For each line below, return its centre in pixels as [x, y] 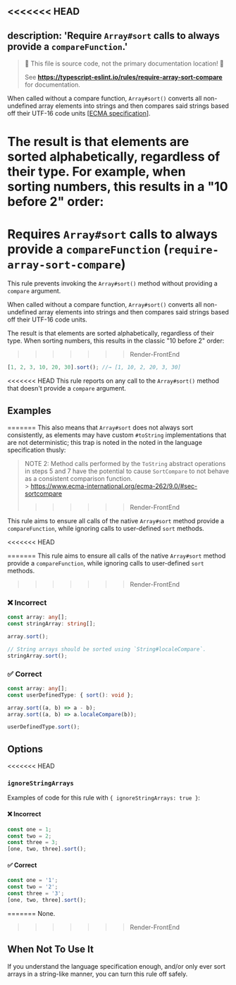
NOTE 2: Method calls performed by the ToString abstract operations [125, 464]
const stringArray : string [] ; [52, 624]
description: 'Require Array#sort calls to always [113, 36]
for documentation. [52, 85]
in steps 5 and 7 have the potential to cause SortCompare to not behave [127, 471]
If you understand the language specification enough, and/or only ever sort [116, 966]
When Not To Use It [50, 949]
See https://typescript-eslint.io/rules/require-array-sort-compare [124, 78]
